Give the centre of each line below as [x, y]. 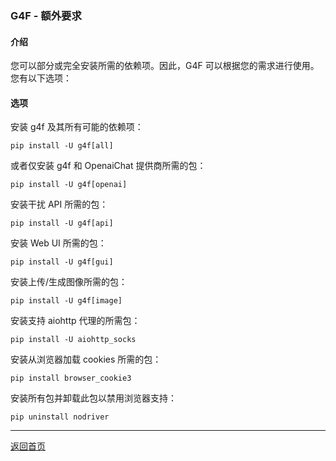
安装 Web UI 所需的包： [58, 243]
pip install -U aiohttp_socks [73, 340]
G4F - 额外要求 [46, 15]
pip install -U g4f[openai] [69, 185]
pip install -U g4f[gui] [62, 262]
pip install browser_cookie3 [71, 378]
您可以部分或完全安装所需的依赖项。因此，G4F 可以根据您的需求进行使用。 [165, 66]
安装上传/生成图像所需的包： [69, 282]
